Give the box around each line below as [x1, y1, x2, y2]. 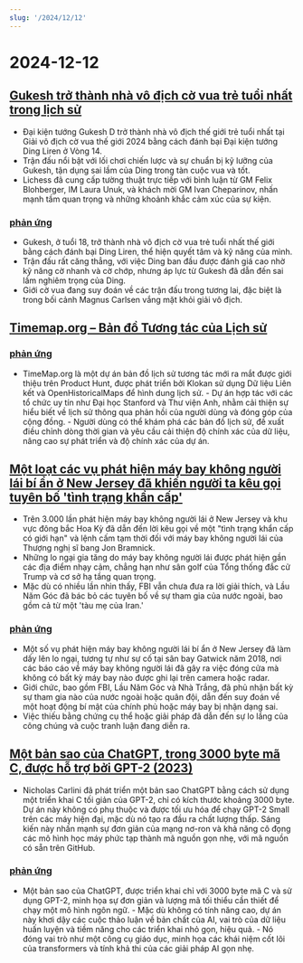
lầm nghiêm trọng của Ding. [22, 275, 127, 286]
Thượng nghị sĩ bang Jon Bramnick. [22, 543, 156, 553]
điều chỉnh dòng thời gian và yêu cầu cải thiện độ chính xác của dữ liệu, [22, 426, 290, 437]
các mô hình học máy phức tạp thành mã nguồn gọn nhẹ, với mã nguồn [22, 833, 289, 844]
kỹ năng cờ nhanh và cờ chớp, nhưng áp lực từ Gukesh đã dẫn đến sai [22, 265, 284, 276]
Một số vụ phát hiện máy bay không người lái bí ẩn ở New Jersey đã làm [22, 643, 291, 654]
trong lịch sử [9, 102, 82, 118]
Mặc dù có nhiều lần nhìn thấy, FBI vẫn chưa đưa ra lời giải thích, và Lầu [22, 581, 290, 592]
